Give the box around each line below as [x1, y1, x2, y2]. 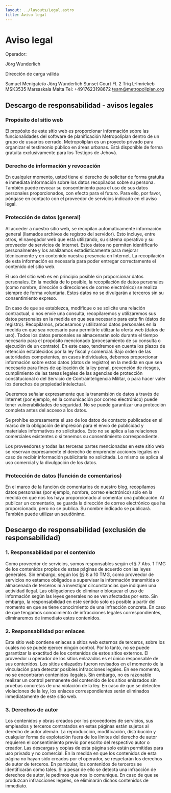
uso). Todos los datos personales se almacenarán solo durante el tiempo [5, 332, 158, 338]
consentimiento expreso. [5, 295, 58, 301]
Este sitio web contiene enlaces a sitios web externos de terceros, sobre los [5, 639, 165, 645]
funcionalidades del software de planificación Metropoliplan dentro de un [5, 133, 160, 139]
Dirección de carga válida [5, 71, 59, 77]
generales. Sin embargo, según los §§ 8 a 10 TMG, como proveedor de [5, 571, 154, 578]
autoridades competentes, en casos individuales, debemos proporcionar [5, 353, 158, 360]
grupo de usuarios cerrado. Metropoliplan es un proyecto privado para [5, 139, 154, 145]
